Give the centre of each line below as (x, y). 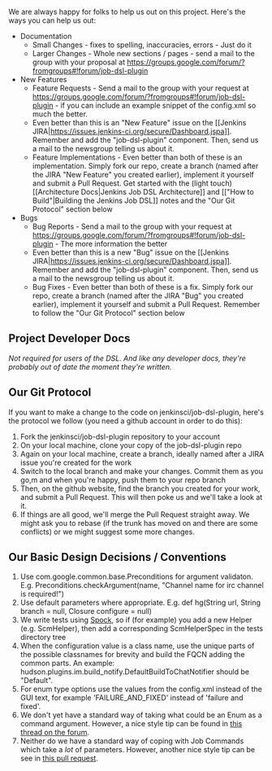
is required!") (42, 594)
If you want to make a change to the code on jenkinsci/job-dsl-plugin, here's (136, 412)
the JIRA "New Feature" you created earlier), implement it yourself (143, 175)
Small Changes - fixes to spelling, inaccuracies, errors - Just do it (142, 45)
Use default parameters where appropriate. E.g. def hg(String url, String (140, 602)
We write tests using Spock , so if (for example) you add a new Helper (136, 620)
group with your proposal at (79, 62)
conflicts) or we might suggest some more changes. (107, 532)
